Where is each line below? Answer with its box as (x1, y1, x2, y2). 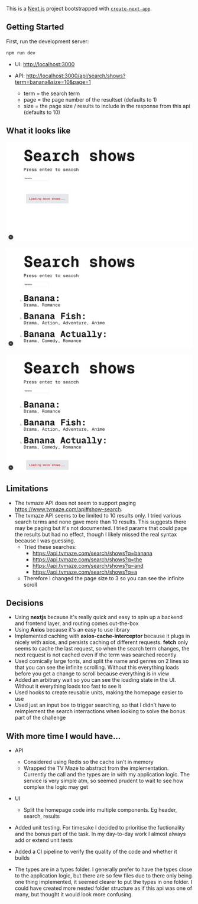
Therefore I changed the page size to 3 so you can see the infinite (23, 574, 184, 581)
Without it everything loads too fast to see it (14, 682, 122, 690)
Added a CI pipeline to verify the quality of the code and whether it (14, 848, 177, 856)
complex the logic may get (23, 783, 89, 791)
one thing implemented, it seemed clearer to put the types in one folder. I (14, 879, 193, 886)
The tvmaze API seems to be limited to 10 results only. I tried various (14, 512, 181, 519)
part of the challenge (14, 714, 66, 721)
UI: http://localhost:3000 (14, 60, 75, 67)
